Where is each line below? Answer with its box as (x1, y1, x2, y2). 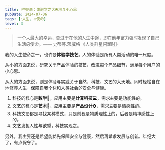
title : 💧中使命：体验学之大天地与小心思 (5, 7, 77, 12)
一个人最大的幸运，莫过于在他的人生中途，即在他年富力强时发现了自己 (17, 35, 160, 41)
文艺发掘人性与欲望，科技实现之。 (12, 123, 82, 129)
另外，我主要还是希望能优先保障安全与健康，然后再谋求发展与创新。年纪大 (5, 133, 156, 139)
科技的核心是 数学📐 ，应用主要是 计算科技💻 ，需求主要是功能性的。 (12, 95, 145, 101)
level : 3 (5, 21, 23, 26)
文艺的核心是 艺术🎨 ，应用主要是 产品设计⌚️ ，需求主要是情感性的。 (12, 103, 144, 109)
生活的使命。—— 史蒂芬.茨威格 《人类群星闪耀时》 (17, 41, 120, 47)
